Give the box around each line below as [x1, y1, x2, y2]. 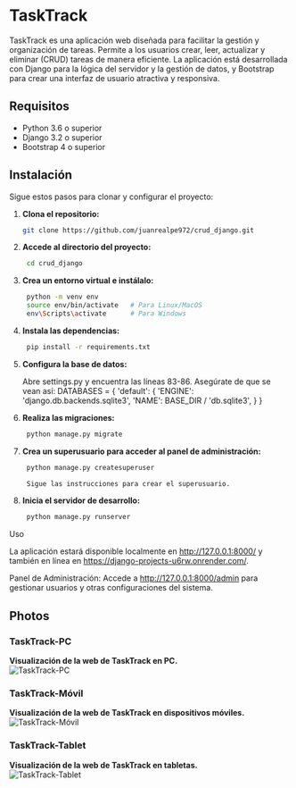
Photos [9, 608, 50, 624]
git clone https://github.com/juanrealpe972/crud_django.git [21, 225, 255, 235]
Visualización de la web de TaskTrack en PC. [9, 656, 178, 666]
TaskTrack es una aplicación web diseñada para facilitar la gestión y [9, 35, 260, 46]
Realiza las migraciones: [21, 412, 115, 423]
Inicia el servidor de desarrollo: [21, 495, 141, 506]
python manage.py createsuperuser [26, 463, 155, 472]
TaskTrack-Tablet [9, 739, 86, 751]
